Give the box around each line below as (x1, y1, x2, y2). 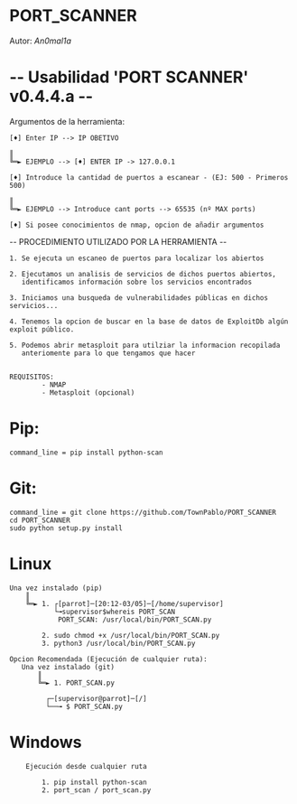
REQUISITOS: (9, 372, 54, 381)
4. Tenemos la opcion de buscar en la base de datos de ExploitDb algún (9, 317, 289, 326)
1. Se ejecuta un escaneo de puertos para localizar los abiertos (9, 254, 265, 263)
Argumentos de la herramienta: (9, 116, 125, 126)
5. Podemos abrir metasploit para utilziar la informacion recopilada (9, 341, 281, 350)
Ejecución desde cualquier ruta (25, 762, 147, 771)
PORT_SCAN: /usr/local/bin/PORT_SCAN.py (57, 615, 212, 624)
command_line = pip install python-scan (9, 448, 164, 457)
